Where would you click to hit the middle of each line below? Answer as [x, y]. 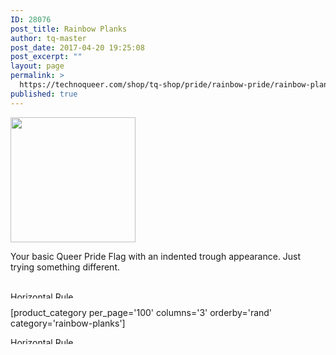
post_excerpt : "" [46, 57]
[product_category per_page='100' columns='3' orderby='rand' [141, 312]
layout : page [37, 66]
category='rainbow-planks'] [68, 323]
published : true [44, 94]
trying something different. [65, 267]
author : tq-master [48, 38]
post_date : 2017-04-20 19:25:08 [77, 47]
